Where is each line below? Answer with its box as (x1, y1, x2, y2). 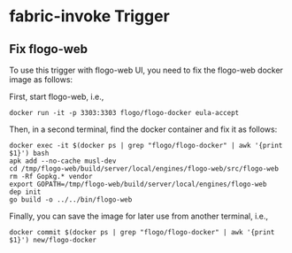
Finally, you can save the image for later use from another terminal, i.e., (9, 211, 268, 221)
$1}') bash (9, 149, 50, 157)
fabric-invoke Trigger (9, 6, 170, 27)
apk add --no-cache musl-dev (9, 157, 117, 165)
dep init (9, 188, 42, 196)
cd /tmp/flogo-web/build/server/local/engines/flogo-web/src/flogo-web (9, 165, 279, 173)
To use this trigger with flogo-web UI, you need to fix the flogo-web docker (9, 65, 283, 75)
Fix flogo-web (9, 42, 88, 57)
